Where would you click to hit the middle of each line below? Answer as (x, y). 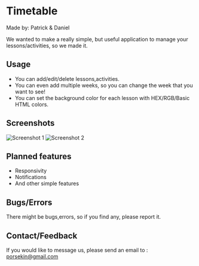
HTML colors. (32, 104)
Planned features (39, 156)
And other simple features (47, 183)
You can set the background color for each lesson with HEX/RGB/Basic (102, 98)
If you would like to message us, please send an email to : (77, 250)
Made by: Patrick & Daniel (38, 28)
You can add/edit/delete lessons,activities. (67, 78)
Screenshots (30, 123)
